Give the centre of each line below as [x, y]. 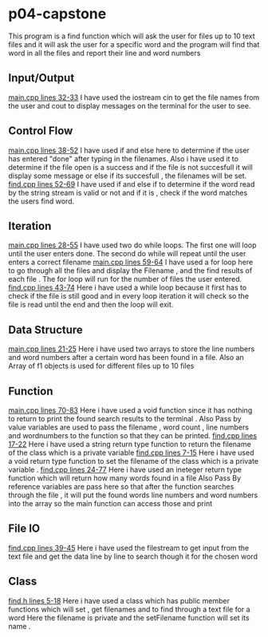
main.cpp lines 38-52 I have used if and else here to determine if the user [129, 150]
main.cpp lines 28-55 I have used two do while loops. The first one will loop [132, 245]
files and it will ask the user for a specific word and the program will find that [134, 44]
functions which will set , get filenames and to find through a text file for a [129, 609]
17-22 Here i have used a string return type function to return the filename [130, 444]
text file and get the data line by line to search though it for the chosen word [133, 556]
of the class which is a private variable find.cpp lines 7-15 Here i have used [131, 453]
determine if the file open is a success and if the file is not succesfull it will [130, 167]
